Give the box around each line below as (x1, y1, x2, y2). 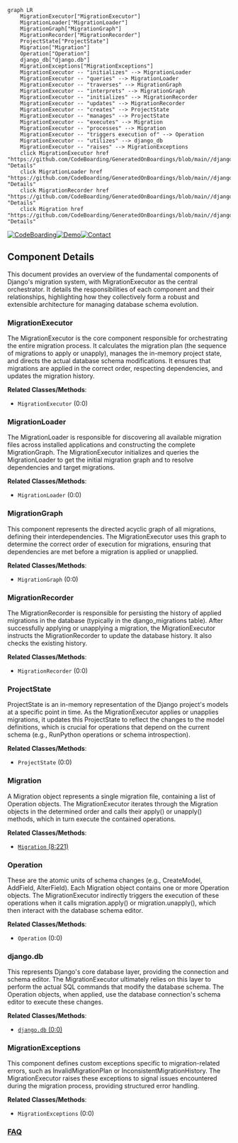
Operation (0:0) (17, 933, 63, 942)
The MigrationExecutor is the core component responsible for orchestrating (7, 334, 228, 342)
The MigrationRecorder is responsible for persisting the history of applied (7, 609, 222, 617)
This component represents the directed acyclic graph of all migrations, (7, 524, 216, 533)
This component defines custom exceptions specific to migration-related (7, 1059, 220, 1068)
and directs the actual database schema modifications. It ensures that (7, 357, 211, 365)
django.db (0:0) (17, 1025, 63, 1034)
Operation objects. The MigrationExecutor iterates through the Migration (7, 799, 218, 808)
